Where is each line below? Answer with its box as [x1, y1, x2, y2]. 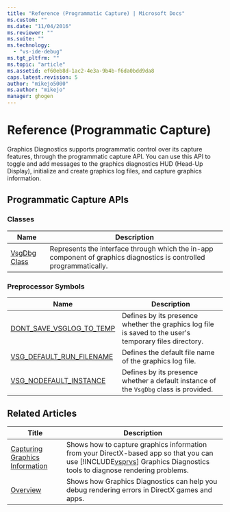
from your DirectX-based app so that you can [66, 448, 214, 458]
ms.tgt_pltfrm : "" [7, 55, 60, 62]
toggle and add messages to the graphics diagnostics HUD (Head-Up [7, 159, 203, 168]
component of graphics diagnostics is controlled [49, 252, 205, 262]
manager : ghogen [7, 93, 53, 100]
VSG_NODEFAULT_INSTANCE [10, 376, 106, 385]
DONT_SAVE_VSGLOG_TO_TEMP [10, 324, 116, 333]
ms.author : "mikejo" [7, 86, 66, 93]
